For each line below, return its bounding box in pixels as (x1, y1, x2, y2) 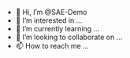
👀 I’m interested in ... (15, 16, 83, 25)
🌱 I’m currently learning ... (15, 24, 100, 33)
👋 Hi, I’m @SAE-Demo (15, 8, 87, 16)
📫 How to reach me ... (15, 42, 89, 50)
